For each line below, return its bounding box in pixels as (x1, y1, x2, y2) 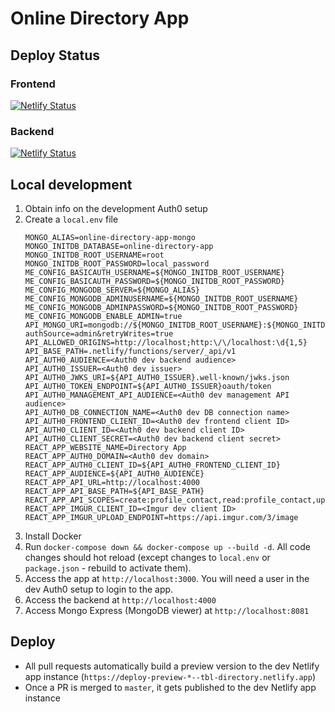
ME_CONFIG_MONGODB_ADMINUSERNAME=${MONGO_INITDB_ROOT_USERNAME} (24, 293, 299, 304)
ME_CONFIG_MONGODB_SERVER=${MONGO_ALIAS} (24, 285, 200, 295)
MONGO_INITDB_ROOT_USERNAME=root (24, 250, 165, 260)
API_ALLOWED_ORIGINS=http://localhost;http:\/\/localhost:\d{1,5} (24, 337, 308, 347)
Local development (10, 176, 133, 193)
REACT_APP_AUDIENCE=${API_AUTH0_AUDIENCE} (24, 468, 205, 479)
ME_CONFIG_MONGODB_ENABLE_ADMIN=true (24, 311, 183, 321)
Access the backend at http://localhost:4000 (24, 593, 217, 606)
